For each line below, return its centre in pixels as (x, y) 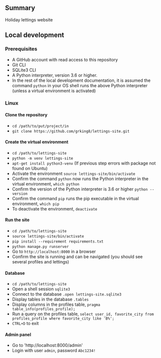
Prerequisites (21, 49)
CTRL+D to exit (25, 323)
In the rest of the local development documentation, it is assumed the (81, 80)
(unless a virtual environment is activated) (54, 91)
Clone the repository (26, 115)
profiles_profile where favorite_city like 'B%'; (63, 319)
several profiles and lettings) (40, 262)
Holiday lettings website (29, 19)
